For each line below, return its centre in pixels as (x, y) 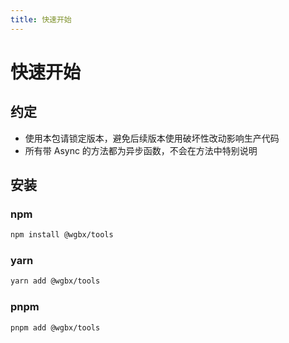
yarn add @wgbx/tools (55, 281)
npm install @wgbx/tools (62, 235)
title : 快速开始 (41, 19)
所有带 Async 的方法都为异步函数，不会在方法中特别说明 (141, 150)
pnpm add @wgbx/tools (55, 327)
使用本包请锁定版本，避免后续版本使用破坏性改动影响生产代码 (152, 138)
